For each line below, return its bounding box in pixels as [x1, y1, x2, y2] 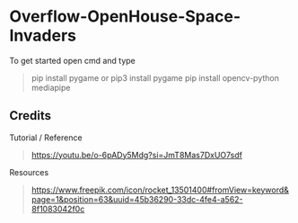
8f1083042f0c [31, 203, 85, 214]
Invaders [9, 25, 76, 46]
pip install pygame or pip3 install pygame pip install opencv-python [31, 72, 280, 83]
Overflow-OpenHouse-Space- [9, 6, 241, 27]
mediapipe [31, 82, 71, 93]
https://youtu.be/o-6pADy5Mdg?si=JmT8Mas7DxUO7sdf [31, 149, 243, 160]
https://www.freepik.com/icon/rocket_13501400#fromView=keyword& [31, 184, 290, 195]
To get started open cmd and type [9, 55, 136, 66]
